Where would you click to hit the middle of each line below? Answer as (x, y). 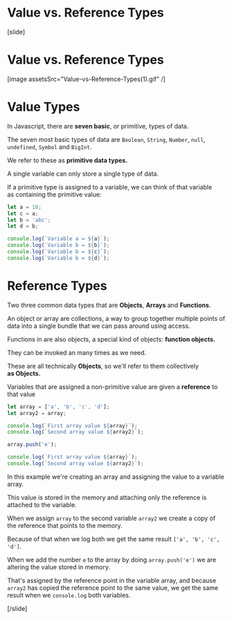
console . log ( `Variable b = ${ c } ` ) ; (59, 252)
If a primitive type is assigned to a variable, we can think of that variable (110, 187)
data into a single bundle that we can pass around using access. (99, 326)
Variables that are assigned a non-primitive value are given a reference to (113, 387)
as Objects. (24, 373)
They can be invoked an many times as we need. (77, 352)
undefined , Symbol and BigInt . (50, 147)
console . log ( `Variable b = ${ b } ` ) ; (59, 246)
